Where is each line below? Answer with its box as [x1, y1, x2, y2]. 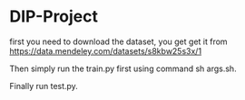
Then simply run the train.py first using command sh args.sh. [9, 63, 238, 74]
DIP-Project [9, 6, 98, 27]
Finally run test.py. [9, 80, 79, 91]
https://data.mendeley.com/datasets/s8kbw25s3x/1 [9, 45, 202, 56]
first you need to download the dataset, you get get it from [9, 36, 229, 47]
